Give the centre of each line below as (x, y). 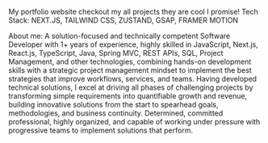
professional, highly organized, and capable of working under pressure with (134, 122)
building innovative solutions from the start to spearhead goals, (113, 105)
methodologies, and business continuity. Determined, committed (116, 113)
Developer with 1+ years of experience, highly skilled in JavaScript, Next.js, (133, 44)
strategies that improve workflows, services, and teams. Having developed (132, 79)
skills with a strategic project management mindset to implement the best (130, 70)
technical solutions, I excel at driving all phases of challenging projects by (131, 87)
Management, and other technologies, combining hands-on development (130, 61)
